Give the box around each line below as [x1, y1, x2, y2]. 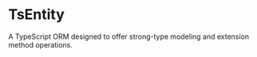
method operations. [8, 40, 73, 49]
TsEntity [8, 6, 65, 24]
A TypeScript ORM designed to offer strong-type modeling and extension [8, 32, 250, 41]
